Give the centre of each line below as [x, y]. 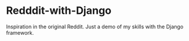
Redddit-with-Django [59, 11]
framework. [20, 32]
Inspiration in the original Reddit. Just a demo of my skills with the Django [95, 27]
